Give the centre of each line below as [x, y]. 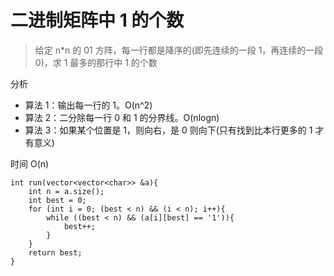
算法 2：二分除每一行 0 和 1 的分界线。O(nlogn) [122, 117]
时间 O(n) [30, 163]
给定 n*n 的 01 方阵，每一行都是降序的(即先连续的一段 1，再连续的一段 [179, 50]
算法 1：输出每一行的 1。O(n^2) [88, 105]
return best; [55, 252]
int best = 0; [57, 200]
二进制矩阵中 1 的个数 [97, 20]
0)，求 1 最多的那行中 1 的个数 [96, 62]
